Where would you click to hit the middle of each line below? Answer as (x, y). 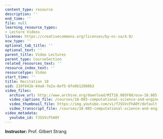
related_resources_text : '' (33, 63)
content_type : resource (29, 9)
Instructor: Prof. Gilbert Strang (36, 131)
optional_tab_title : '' (29, 46)
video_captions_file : (31, 100)
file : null (16, 23)
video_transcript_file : (33, 109)
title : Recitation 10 (27, 81)
